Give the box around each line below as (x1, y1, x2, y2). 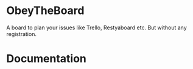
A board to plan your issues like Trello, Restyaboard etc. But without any (6, 24, 187, 31)
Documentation (6, 52, 87, 66)
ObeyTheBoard (6, 4, 85, 18)
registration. (6, 30, 37, 37)
